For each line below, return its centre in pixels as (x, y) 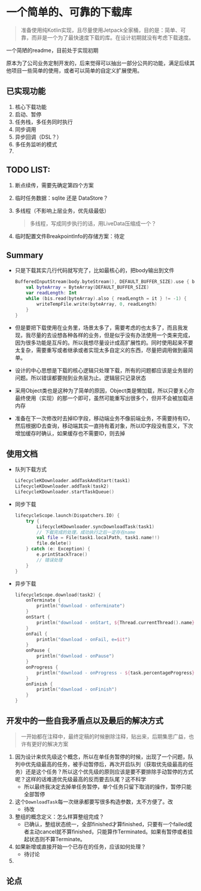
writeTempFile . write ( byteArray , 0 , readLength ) (97, 304)
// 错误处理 (50, 560)
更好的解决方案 (50, 743)
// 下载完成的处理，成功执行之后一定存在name (86, 532)
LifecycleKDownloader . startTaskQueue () (65, 492)
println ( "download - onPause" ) (76, 656)
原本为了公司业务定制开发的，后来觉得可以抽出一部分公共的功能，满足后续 (98, 63)
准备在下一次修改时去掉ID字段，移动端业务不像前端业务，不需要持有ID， (104, 418)
